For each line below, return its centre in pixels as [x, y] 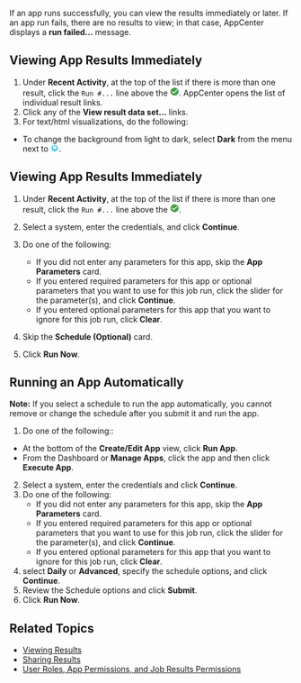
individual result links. [62, 102]
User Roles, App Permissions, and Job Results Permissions [132, 669]
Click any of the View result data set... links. [105, 112]
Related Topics [52, 628]
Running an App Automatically [97, 382]
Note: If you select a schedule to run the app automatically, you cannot [141, 404]
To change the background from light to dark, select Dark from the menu [157, 139]
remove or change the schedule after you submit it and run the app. [134, 414]
